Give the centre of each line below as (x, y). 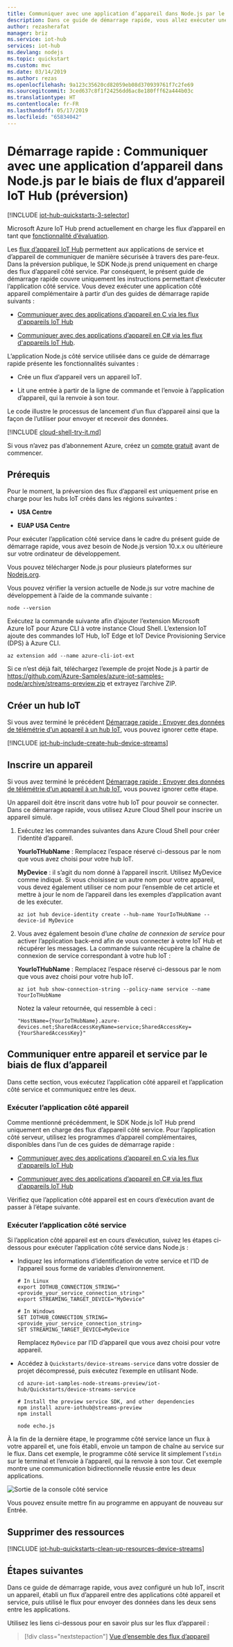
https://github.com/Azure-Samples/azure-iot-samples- (86, 676)
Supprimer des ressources (66, 1532)
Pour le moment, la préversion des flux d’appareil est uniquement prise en (113, 491)
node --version (29, 609)
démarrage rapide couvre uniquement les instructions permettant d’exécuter (116, 279)
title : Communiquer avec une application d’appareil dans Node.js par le (116, 14)
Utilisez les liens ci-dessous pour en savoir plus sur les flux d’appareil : (108, 1623)
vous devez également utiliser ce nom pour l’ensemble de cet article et (118, 887)
